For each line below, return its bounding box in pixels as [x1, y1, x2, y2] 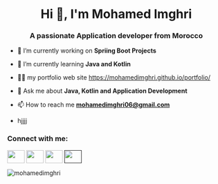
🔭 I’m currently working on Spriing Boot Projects [17, 46, 157, 55]
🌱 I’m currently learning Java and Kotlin [17, 60, 131, 68]
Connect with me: [7, 134, 69, 144]
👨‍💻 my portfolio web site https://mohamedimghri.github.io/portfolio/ [17, 73, 211, 82]
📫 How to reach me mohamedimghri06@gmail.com [17, 100, 170, 109]
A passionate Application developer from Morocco [29, 31, 203, 41]
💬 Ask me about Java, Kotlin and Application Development [17, 86, 188, 95]
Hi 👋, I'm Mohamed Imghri [40, 6, 192, 22]
